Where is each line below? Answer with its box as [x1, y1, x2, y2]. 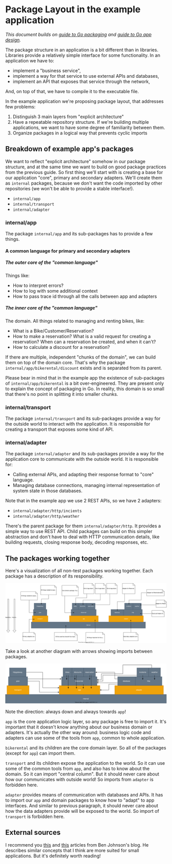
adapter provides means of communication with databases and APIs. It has [5, 792, 163, 798]
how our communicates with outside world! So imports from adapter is [5, 777, 154, 783]
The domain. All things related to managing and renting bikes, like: [5, 318, 145, 324]
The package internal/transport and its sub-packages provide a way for [5, 415, 161, 422]
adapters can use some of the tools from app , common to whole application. [5, 735, 165, 741]
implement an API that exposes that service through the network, [12, 78, 150, 84]
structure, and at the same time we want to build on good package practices [5, 164, 166, 170]
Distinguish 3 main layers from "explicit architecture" [12, 114, 124, 120]
